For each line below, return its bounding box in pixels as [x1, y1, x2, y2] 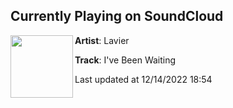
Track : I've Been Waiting [74, 54, 177, 66]
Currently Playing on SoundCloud [10, 8, 224, 25]
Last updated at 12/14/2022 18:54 [74, 73, 213, 85]
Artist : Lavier [74, 34, 130, 46]
